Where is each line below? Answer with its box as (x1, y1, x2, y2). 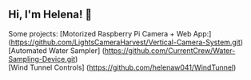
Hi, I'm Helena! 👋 (8, 8, 93, 21)
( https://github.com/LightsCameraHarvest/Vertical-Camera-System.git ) (8, 37, 244, 47)
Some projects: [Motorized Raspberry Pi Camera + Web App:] (8, 29, 212, 38)
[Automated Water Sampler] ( (8, 45, 106, 55)
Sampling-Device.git (8, 54, 76, 63)
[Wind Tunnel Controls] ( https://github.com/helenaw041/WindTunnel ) (8, 63, 237, 72)
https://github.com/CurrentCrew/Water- (104, 45, 236, 55)
